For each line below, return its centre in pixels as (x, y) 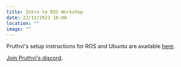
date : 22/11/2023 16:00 (37, 18)
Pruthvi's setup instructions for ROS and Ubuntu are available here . (91, 46)
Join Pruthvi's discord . (35, 58)
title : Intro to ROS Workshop (45, 12)
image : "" (19, 29)
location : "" (23, 23)
